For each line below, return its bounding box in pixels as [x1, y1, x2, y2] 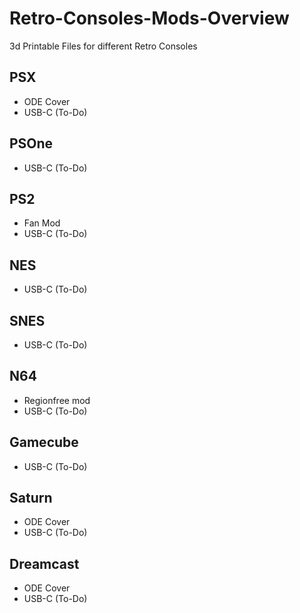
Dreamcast [9, 555, 80, 572]
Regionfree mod [23, 394, 91, 406]
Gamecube [9, 434, 79, 451]
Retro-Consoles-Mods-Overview [9, 7, 290, 30]
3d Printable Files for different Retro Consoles [9, 40, 198, 52]
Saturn [9, 490, 53, 507]
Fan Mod [23, 217, 61, 229]
